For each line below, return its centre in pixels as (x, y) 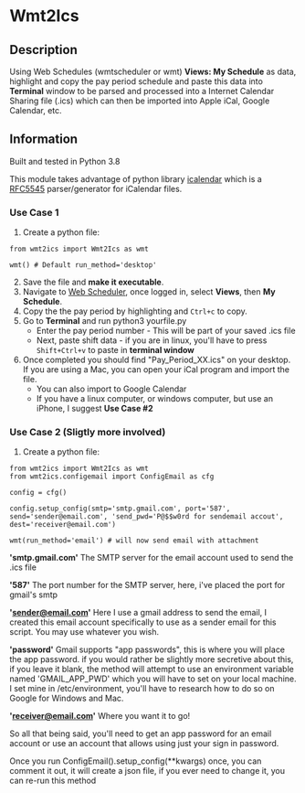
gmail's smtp (33, 595)
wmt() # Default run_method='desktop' (83, 265)
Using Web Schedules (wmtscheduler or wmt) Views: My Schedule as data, (153, 71)
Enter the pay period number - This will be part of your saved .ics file (166, 331)
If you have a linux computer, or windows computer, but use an (155, 399)
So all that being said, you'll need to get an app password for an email (141, 734)
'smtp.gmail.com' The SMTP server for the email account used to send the (152, 558)
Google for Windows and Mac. (67, 698)
